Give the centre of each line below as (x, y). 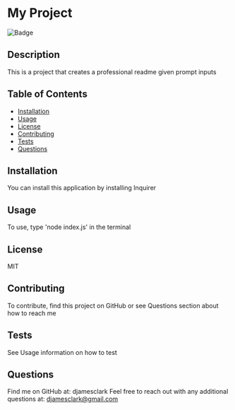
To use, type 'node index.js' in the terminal (69, 227)
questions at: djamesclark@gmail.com (63, 399)
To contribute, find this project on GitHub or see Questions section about (113, 305)
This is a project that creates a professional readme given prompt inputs (112, 71)
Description (34, 55)
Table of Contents (48, 94)
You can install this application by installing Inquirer (82, 188)
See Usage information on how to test (62, 352)
